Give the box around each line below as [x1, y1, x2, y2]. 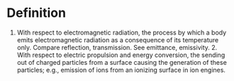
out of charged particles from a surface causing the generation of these [16, 58, 228, 66]
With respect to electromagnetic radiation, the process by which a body [16, 28, 227, 37]
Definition [6, 5, 67, 21]
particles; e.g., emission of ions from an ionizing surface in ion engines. [16, 66, 226, 74]
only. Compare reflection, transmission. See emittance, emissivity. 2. [16, 43, 218, 51]
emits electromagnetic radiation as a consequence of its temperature [16, 35, 219, 44]
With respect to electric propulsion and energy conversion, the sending [16, 51, 225, 59]
